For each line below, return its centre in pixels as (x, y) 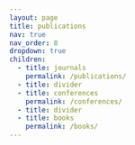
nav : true (28, 34)
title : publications (48, 26)
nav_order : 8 (34, 43)
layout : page (34, 18)
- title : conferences (58, 93)
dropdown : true (38, 51)
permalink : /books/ (62, 127)
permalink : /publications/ (76, 77)
